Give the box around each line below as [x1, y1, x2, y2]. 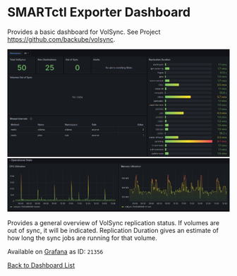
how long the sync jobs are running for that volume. [7, 234, 157, 242]
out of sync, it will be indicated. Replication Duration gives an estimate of [7, 227, 219, 235]
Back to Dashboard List [7, 261, 75, 270]
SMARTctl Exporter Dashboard [7, 4, 191, 20]
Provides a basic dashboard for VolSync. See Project [7, 28, 161, 36]
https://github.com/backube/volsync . [7, 35, 116, 43]
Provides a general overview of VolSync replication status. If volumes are [7, 219, 220, 227]
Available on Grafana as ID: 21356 [7, 248, 104, 256]
